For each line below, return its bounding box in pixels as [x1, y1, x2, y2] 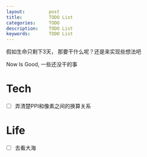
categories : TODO [6, 20, 60, 26]
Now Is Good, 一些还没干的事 [6, 61, 77, 68]
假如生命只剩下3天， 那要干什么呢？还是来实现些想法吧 [6, 48, 142, 56]
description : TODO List [6, 25, 73, 32]
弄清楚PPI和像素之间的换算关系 [14, 103, 91, 110]
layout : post [6, 8, 60, 15]
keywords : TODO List [6, 31, 73, 37]
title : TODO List [6, 14, 73, 20]
